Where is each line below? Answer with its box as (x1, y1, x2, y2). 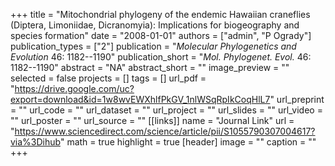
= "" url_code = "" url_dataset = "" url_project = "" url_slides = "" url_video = (10, 104, 323, 116)
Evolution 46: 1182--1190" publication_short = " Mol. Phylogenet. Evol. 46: (10, 51, 312, 63)
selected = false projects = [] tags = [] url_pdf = (10, 72, 207, 84)
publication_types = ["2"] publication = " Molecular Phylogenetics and (10, 40, 297, 52)
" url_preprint (269, 94, 325, 105)
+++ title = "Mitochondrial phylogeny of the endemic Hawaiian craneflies (10, 9, 311, 20)
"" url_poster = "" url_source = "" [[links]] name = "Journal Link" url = (10, 115, 295, 126)
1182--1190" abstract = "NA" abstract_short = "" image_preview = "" (10, 62, 290, 73)
